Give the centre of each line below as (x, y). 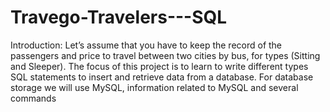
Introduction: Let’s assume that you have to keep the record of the (146, 45)
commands (33, 98)
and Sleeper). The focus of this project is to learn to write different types (159, 66)
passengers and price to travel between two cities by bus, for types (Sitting (165, 55)
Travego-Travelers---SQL (119, 17)
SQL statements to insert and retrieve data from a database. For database (162, 77)
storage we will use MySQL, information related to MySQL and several (154, 87)
